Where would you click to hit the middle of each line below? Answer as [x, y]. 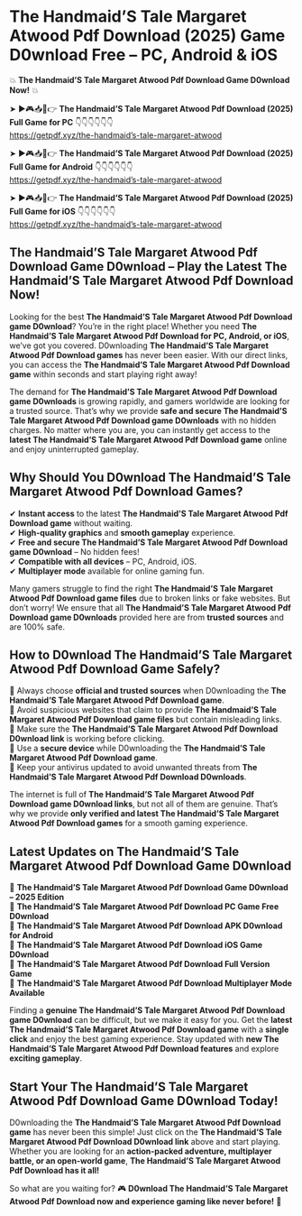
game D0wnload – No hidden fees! [74, 551]
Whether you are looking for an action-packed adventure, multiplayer [141, 1151]
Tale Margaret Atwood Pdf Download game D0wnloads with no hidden [143, 420]
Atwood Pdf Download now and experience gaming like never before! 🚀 [146, 1201]
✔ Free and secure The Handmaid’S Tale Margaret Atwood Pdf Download [149, 542]
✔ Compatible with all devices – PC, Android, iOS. [103, 561]
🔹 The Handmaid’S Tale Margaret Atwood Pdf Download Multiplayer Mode [151, 983]
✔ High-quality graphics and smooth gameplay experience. [123, 532]
